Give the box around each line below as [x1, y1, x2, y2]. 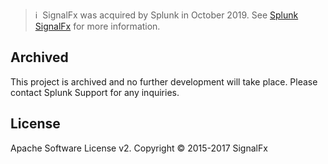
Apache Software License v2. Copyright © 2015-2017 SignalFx [10, 142, 268, 154]
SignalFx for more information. [34, 20, 161, 32]
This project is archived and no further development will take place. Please [10, 75, 318, 88]
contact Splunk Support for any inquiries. [10, 86, 180, 98]
